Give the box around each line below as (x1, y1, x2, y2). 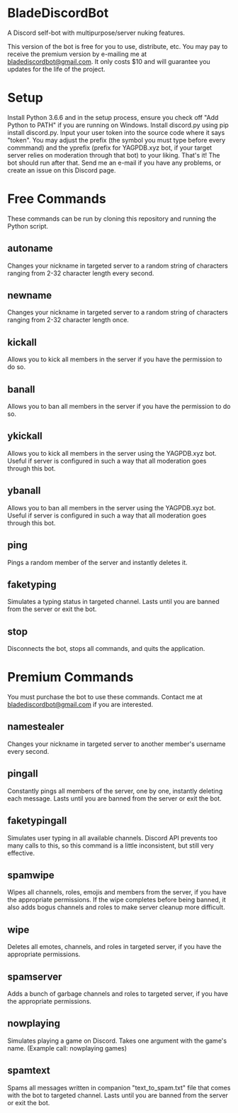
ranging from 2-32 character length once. (7, 316, 130, 324)
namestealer (7, 720, 64, 733)
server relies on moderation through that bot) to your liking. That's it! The (7, 150, 221, 159)
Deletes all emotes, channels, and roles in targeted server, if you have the (7, 943, 222, 951)
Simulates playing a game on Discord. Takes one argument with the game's (7, 1036, 227, 1045)
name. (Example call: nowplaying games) (7, 1043, 127, 1052)
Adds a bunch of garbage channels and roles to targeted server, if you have (7, 989, 229, 998)
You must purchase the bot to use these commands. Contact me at (7, 693, 203, 701)
